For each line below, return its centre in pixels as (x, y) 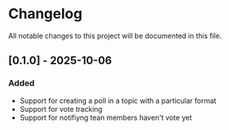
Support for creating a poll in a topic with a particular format (118, 101)
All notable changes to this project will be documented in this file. (115, 36)
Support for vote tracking (61, 109)
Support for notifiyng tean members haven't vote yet (106, 117)
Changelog (45, 14)
